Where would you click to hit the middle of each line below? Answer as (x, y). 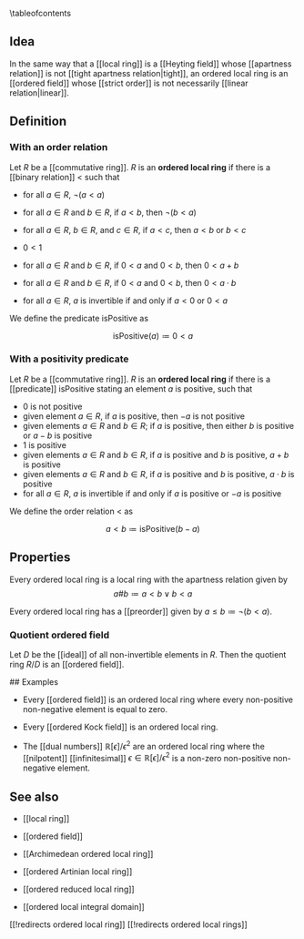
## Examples (34, 681)
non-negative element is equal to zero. (95, 709)
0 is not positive (52, 406)
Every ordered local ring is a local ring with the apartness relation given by (149, 579)
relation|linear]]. (40, 92)
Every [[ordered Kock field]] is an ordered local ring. (120, 727)
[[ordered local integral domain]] (84, 907)
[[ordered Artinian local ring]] (77, 872)
